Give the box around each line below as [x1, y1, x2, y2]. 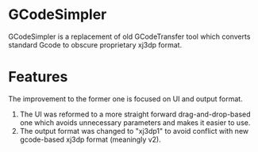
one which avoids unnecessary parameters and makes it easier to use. [19, 117, 251, 127]
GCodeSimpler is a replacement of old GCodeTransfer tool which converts [8, 32, 251, 41]
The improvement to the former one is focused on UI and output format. [8, 93, 244, 104]
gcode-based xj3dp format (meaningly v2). [19, 135, 161, 144]
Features [8, 68, 68, 86]
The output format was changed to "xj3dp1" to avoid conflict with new [19, 126, 248, 135]
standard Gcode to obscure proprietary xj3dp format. [8, 40, 183, 49]
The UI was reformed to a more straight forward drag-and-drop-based [19, 109, 252, 119]
